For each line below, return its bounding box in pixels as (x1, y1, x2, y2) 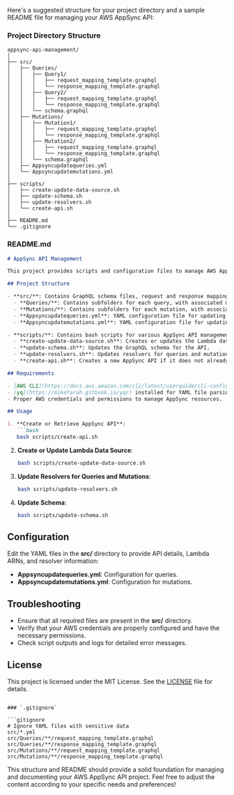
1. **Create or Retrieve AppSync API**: (7, 421, 127, 428)
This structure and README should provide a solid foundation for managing (7, 766, 224, 774)
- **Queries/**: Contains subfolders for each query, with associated (13, 300, 223, 307)
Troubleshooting (7, 598, 81, 610)
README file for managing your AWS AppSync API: (7, 13, 155, 22)
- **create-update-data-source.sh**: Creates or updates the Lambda (13, 338, 217, 345)
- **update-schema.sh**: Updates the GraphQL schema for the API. (13, 344, 210, 351)
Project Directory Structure (7, 31, 101, 40)
